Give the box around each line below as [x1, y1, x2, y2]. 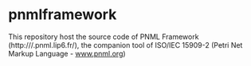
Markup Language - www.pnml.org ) [8, 49, 126, 58]
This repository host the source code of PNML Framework [8, 32, 199, 41]
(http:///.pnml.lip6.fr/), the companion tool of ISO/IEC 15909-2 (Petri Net [8, 40, 243, 49]
